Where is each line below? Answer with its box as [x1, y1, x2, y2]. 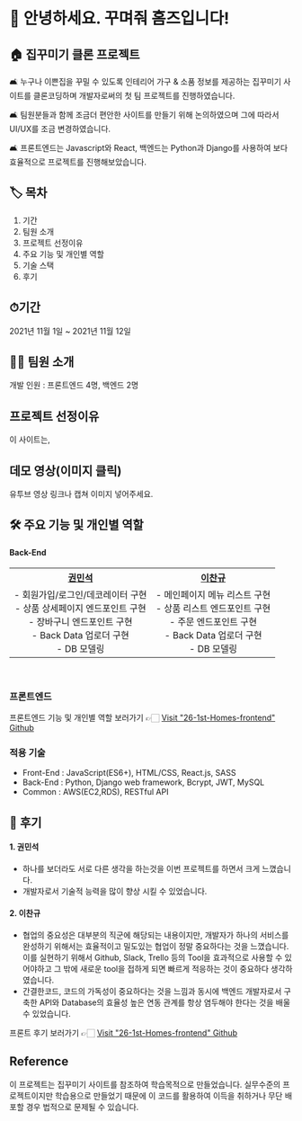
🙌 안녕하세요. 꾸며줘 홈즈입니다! [9, 8, 230, 29]
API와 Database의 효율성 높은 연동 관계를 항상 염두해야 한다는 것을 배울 [39, 997, 290, 1008]
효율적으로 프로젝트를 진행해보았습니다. [9, 156, 147, 167]
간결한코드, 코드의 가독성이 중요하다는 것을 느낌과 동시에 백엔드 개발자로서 [22, 986, 282, 997]
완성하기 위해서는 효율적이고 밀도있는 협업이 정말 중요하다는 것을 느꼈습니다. [22, 941, 289, 952]
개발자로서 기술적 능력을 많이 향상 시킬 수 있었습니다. [22, 885, 208, 896]
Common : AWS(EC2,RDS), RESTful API [22, 787, 169, 797]
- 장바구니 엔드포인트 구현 [28, 615, 133, 627]
